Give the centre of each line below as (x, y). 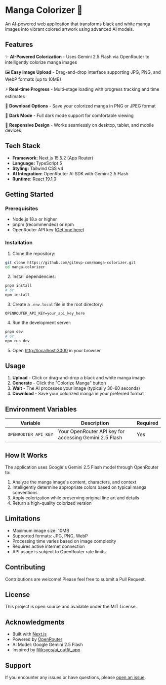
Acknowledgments (35, 622)
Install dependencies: (34, 276)
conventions (25, 492)
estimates (15, 96)
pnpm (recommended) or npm (43, 224)
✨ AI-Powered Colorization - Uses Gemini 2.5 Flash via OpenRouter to (77, 56)
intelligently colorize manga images (41, 62)
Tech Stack (23, 146)
